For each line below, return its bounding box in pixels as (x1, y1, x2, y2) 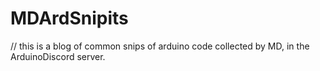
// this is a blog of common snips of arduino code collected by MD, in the (10, 40, 310, 52)
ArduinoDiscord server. (10, 50, 106, 62)
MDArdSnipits (10, 7, 129, 30)
